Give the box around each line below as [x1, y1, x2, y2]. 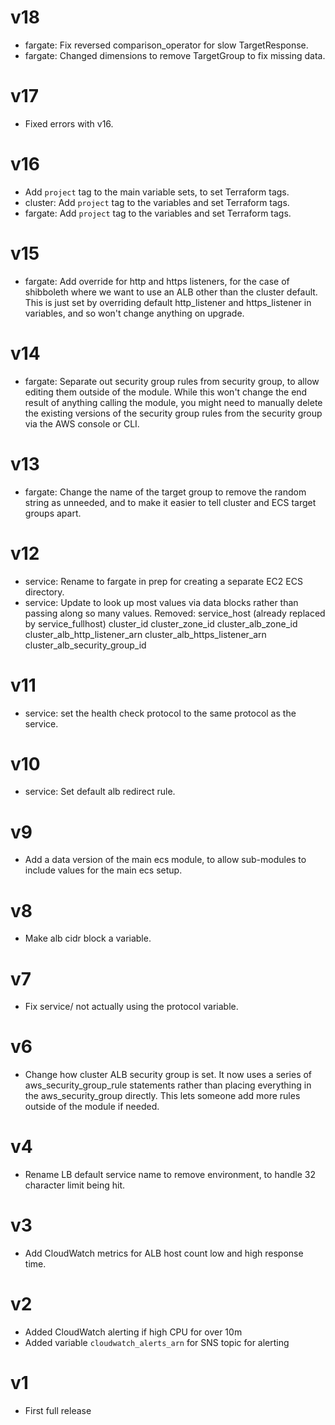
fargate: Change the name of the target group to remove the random [24, 486, 307, 498]
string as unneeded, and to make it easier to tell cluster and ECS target [24, 496, 317, 508]
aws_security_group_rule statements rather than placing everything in [24, 1079, 312, 1091]
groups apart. [24, 507, 82, 519]
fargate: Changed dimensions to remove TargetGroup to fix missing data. [24, 49, 326, 61]
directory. [24, 586, 65, 598]
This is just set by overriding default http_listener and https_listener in [24, 296, 312, 308]
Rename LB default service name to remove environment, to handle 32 [24, 1169, 317, 1181]
